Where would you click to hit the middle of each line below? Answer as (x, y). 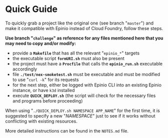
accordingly (25, 69)
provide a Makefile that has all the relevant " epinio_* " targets (76, 53)
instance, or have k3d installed (44, 90)
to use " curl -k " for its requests (46, 79)
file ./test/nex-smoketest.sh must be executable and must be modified (86, 74)
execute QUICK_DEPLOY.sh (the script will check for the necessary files (84, 95)
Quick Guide (31, 9)
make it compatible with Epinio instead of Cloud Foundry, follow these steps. (84, 28)
